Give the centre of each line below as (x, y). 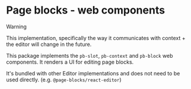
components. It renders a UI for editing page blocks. (70, 62)
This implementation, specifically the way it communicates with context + (96, 38)
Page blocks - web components (85, 10)
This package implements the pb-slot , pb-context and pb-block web (90, 55)
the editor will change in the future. (49, 44)
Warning (16, 27)
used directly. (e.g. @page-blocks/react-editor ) (64, 80)
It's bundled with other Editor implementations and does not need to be (93, 73)
